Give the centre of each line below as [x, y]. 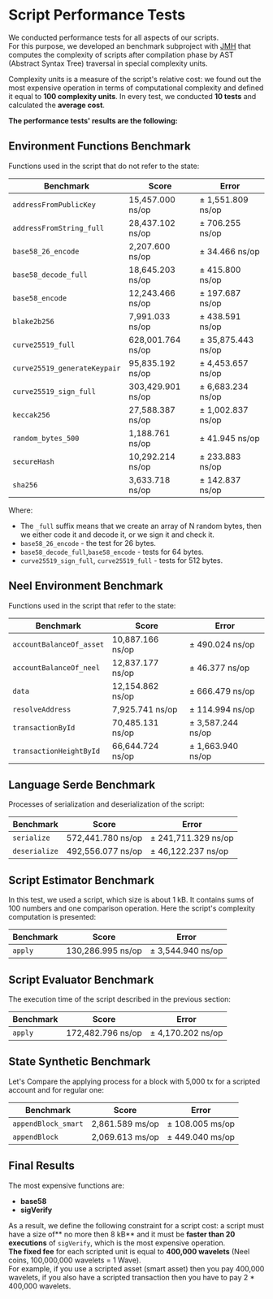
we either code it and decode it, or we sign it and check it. [117, 535]
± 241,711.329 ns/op [192, 838]
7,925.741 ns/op [145, 709]
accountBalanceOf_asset [58, 644]
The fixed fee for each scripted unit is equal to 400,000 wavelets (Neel [129, 1251]
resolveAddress [42, 709]
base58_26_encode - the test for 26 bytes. [88, 543]
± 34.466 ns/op [230, 251]
